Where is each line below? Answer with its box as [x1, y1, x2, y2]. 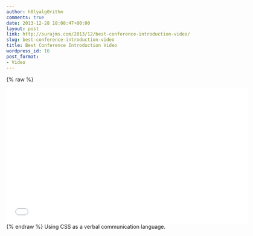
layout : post [6, 25, 39, 32]
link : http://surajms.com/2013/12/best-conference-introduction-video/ [6, 31, 190, 37]
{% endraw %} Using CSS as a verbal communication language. [6, 223, 166, 230]
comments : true [6, 14, 45, 20]
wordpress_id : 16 [6, 48, 50, 54]
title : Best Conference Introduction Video [6, 43, 118, 49]
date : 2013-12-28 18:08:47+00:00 [6, 20, 91, 26]
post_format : [6, 54, 39, 60]
